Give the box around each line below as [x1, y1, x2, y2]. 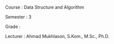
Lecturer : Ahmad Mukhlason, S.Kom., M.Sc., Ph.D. [5, 33, 110, 39]
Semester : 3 [5, 14, 31, 19]
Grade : [5, 23, 21, 29]
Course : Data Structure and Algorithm [5, 4, 84, 10]
